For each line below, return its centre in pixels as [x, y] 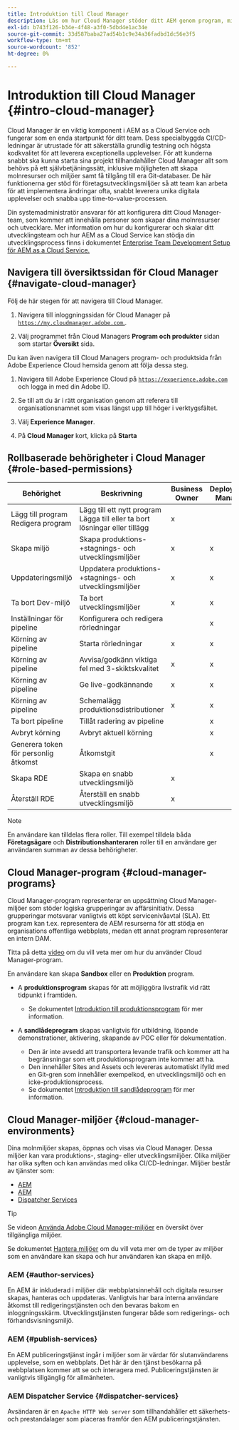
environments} [41, 1131]
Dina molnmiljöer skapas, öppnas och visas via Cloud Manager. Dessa [110, 1148]
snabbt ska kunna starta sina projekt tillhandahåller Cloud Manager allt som [118, 160]
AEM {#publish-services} [53, 1339]
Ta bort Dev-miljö [41, 603]
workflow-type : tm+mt [39, 41]
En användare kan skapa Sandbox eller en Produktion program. [101, 974]
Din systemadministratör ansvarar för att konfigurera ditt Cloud [99, 212]
